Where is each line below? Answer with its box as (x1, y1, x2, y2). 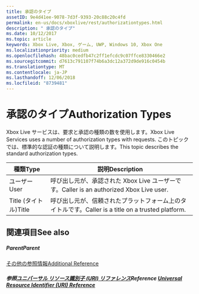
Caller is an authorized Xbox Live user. (61, 185, 169, 193)
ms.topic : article (6, 36, 52, 42)
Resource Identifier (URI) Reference (6, 281, 96, 288)
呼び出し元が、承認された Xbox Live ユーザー (50, 176, 176, 184)
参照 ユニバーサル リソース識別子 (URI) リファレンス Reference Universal (6, 274, 182, 282)
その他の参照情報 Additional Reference (6, 260, 99, 267)
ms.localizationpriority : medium (6, 47, 89, 53)
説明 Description (97, 165, 143, 173)
